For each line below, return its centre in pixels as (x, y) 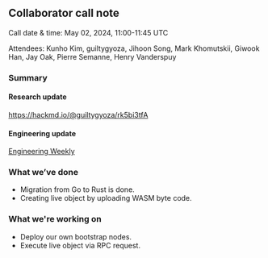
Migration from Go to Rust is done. (77, 189)
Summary (28, 77)
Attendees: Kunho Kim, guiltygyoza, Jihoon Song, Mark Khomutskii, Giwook (134, 48)
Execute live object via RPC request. (80, 245)
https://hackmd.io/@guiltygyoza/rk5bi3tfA (78, 114)
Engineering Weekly (42, 152)
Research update (38, 97)
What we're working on (55, 219)
